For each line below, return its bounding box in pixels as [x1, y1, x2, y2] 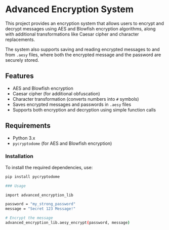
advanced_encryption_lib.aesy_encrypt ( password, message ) [5, 220, 130, 225]
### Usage [5, 183, 26, 188]
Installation [5, 153, 34, 160]
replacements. [5, 36, 35, 43]
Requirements [5, 122, 51, 130]
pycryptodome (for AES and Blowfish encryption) [12, 140, 112, 146]
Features [5, 72, 34, 81]
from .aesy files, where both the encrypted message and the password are [5, 52, 161, 58]
